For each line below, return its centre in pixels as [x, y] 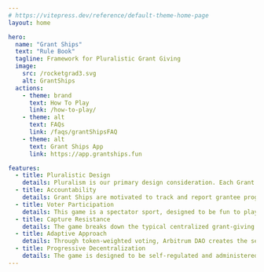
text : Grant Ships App [66, 146]
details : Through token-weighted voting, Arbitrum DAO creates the [135, 241]
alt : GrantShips [49, 81]
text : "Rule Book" [46, 52]
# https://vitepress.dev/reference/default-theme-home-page [109, 15]
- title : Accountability [56, 190]
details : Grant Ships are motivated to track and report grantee [132, 197]
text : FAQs [47, 125]
